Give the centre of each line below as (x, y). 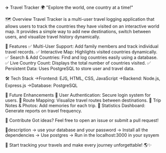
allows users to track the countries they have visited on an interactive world (82, 26)
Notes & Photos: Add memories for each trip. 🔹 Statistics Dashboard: (75, 105)
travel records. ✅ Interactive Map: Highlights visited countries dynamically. (81, 52)
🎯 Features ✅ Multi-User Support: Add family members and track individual (82, 46)
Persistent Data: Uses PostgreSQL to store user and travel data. (70, 68)
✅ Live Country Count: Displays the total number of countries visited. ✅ (78, 63)
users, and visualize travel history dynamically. (53, 37)
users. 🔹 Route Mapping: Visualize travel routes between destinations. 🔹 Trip (83, 100)
